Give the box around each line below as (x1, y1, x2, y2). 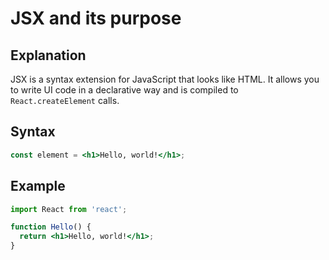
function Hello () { (10, 222, 92, 232)
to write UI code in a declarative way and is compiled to (10, 84, 239, 96)
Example (10, 178, 66, 195)
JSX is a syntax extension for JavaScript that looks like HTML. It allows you (10, 73, 320, 85)
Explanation (10, 47, 87, 64)
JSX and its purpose (10, 7, 182, 30)
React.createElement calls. (10, 95, 120, 106)
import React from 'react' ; (10, 204, 128, 214)
